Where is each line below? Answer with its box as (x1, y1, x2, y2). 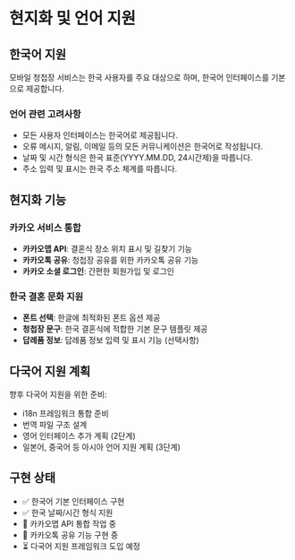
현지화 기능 (9, 192, 67, 207)
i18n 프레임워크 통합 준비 (21, 409, 109, 419)
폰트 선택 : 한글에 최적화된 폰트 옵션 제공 (21, 313, 161, 323)
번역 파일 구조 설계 (21, 419, 88, 430)
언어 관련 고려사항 (9, 108, 82, 120)
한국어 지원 (9, 47, 67, 62)
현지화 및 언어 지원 (9, 8, 136, 29)
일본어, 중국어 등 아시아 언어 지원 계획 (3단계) (21, 442, 181, 452)
